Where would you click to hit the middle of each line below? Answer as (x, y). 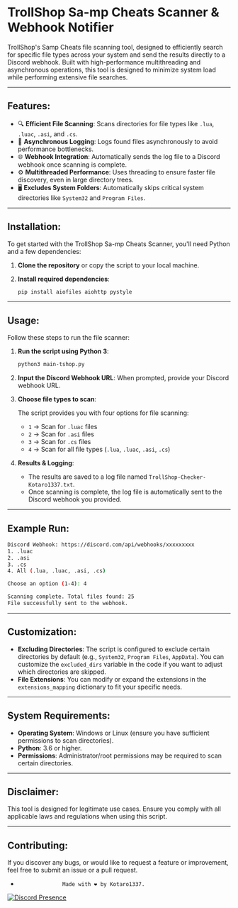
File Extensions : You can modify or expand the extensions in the (112, 679)
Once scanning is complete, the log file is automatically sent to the (125, 492)
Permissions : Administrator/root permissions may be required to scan (119, 755)
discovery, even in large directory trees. (75, 179)
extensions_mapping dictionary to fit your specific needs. (100, 687)
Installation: (34, 227)
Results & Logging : (46, 463)
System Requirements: (59, 716)
